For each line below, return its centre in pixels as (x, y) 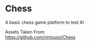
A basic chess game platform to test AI (44, 22)
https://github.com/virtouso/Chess (40, 37)
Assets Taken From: (25, 32)
